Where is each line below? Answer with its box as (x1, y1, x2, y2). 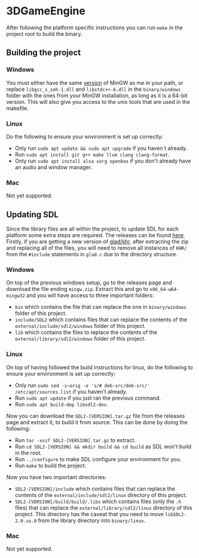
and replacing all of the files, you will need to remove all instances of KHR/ (6, 244, 187, 252)
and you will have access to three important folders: (26, 292, 154, 299)
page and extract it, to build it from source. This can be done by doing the (6, 418, 188, 425)
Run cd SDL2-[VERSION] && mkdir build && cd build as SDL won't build (14, 443, 192, 450)
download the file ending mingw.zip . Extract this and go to (6, 286, 148, 293)
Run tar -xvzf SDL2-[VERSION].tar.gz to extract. (14, 436, 136, 443)
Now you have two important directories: (6, 473, 107, 480)
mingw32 (6, 293, 26, 299)
